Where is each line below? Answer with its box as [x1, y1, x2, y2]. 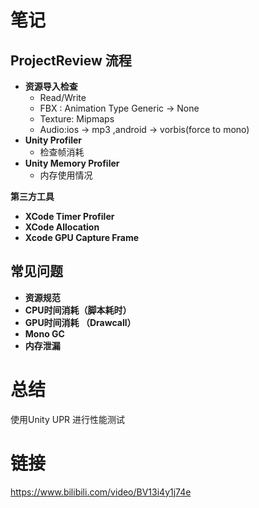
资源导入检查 [24, 81, 78, 92]
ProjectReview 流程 [10, 52, 132, 69]
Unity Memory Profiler [24, 157, 120, 169]
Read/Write [39, 92, 87, 103]
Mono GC [24, 327, 65, 340]
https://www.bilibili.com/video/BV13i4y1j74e [10, 486, 192, 498]
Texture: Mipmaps [39, 113, 115, 125]
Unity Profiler [24, 134, 83, 146]
